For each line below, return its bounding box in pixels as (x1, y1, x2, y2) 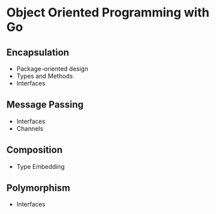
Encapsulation (6, 46, 69, 58)
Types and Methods (16, 72, 73, 80)
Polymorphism (6, 183, 71, 194)
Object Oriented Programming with (6, 5, 210, 21)
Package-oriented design (16, 65, 88, 72)
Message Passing (6, 99, 84, 111)
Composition (6, 144, 63, 156)
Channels (16, 124, 44, 133)
